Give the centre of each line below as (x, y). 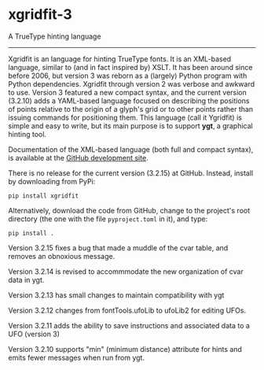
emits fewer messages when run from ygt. (77, 357)
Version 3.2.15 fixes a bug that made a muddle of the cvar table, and (118, 248)
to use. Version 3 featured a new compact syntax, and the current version (128, 92)
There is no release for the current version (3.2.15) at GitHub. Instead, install (131, 173)
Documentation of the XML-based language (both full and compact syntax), (131, 149)
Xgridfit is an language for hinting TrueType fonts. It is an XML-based (120, 59)
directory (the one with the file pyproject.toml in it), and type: (108, 219)
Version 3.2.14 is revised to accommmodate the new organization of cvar (126, 271)
